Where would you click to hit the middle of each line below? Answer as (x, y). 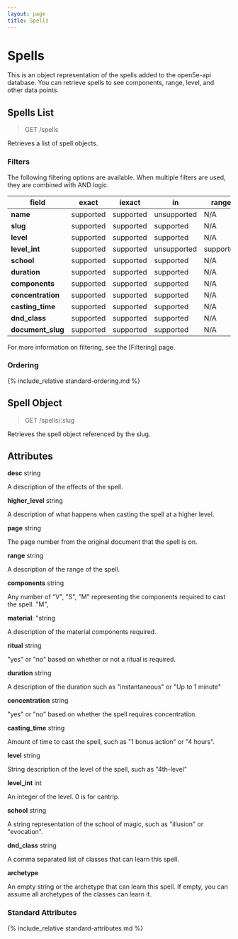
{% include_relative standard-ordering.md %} (74, 381)
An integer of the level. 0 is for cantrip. (64, 797)
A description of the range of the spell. (64, 569)
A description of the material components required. (82, 632)
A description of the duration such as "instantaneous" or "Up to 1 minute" (114, 687)
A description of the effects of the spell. (66, 487)
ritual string (24, 645)
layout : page (27, 14)
